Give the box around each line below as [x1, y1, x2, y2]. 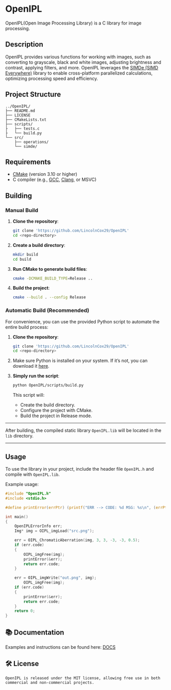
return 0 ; [14, 608, 36, 614]
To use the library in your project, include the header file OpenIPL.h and [5, 466, 154, 472]
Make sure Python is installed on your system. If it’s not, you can [12, 357, 148, 364]
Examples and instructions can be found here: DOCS [5, 644, 116, 650]
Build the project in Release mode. [20, 413, 93, 419]
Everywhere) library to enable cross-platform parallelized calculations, [5, 70, 153, 76]
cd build [12, 257, 32, 262]
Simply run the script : [12, 373, 60, 379]
